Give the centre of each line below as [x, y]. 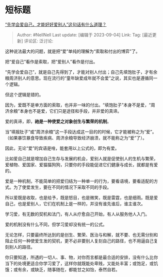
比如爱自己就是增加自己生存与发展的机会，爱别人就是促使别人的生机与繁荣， [81, 158]
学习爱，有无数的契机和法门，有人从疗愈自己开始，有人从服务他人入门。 [77, 214]
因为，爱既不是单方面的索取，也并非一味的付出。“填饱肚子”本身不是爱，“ [78, 105]
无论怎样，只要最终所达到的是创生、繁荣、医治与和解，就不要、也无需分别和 [81, 235]
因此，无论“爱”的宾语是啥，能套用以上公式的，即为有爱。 [62, 148]
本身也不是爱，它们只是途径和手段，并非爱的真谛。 [71, 111]
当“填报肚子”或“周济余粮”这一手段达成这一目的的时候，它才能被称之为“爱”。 [81, 132]
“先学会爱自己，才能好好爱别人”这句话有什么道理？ [56, 24]
